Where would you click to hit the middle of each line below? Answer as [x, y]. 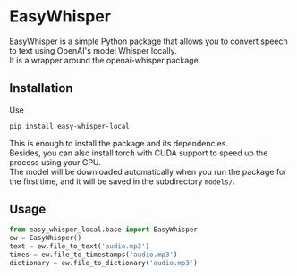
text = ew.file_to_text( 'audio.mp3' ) [80, 247]
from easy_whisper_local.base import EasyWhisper [104, 230]
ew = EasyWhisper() [46, 238]
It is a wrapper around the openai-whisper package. [105, 60]
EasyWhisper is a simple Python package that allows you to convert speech [148, 41]
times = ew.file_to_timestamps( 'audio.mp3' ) [93, 255]
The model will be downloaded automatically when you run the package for [148, 171]
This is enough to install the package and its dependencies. [119, 143]
